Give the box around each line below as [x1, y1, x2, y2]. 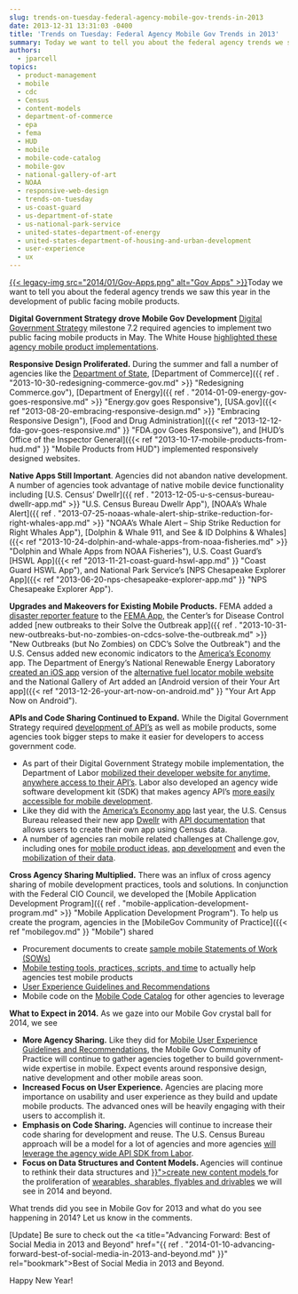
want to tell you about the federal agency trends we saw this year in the [9, 286, 271, 297]
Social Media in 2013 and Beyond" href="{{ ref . [9, 1239, 184, 1250]
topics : [9, 63, 38, 72]
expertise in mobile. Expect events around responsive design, [42, 1063, 268, 1074]
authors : [9, 46, 42, 55]
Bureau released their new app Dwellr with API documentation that [21, 815, 266, 825]
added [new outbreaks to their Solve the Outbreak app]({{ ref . [9, 619, 238, 630]
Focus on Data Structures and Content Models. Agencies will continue [21, 1157, 284, 1168]
